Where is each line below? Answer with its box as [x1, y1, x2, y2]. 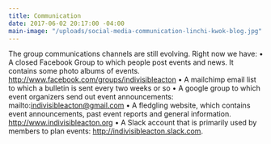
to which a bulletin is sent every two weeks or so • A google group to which [8, 83, 260, 93]
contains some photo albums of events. [8, 66, 140, 76]
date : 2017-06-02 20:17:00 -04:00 [8, 19, 125, 28]
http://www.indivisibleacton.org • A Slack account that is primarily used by [8, 118, 257, 128]
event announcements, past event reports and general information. [8, 109, 232, 119]
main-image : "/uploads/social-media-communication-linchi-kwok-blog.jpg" [8, 27, 263, 35]
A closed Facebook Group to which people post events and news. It [8, 57, 235, 67]
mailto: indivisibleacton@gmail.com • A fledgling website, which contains [8, 100, 251, 110]
